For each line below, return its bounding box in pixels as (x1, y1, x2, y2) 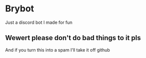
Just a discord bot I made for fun (5, 19, 73, 25)
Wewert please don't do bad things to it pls (5, 34, 141, 42)
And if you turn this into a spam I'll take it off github (5, 47, 111, 53)
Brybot (5, 3, 34, 14)
